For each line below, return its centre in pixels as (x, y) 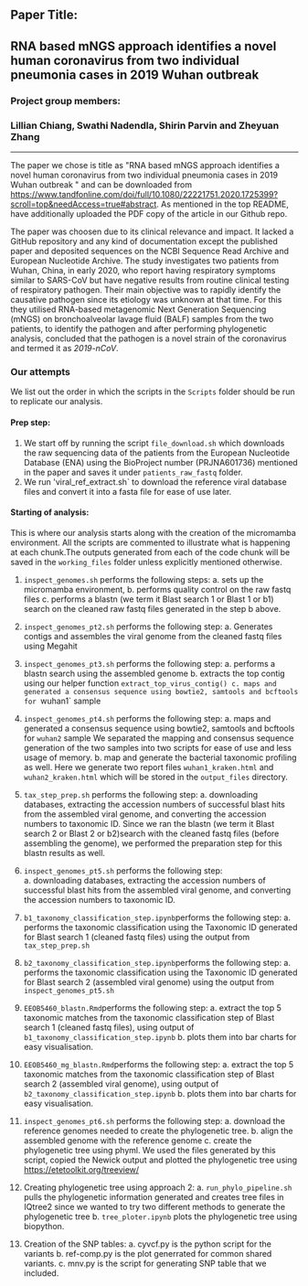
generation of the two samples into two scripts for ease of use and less (158, 747)
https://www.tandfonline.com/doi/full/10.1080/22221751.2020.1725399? (144, 194)
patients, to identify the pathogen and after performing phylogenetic (139, 329)
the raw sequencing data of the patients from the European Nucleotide (157, 453)
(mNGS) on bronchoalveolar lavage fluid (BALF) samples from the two (142, 319)
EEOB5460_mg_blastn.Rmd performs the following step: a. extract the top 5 (159, 1064)
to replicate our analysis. (57, 402)
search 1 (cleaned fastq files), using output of (109, 1027)
